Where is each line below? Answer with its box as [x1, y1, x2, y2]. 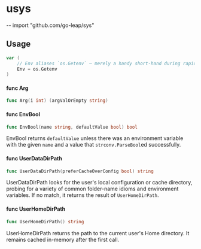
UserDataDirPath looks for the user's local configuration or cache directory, [6, 179, 193, 186]
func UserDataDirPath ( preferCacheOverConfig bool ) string [6, 168, 154, 174]
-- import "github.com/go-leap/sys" [6, 22, 95, 29]
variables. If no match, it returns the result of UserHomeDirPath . [6, 192, 160, 199]
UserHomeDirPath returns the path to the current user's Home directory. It [6, 229, 190, 236]
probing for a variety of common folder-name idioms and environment [6, 185, 179, 193]
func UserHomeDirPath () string [6, 218, 84, 224]
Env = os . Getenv [17, 66, 58, 72]
